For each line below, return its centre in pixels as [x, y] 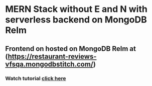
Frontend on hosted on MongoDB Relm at [71, 48]
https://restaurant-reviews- [52, 56]
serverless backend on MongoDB [76, 20]
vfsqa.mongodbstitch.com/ [49, 64]
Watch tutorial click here [36, 78]
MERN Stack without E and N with [77, 9]
